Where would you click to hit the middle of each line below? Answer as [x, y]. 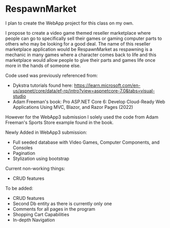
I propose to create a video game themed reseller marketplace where [78, 33]
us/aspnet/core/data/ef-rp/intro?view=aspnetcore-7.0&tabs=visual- [84, 90]
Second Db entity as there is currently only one [62, 203]
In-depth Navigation [34, 220]
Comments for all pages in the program [54, 209]
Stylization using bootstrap [41, 158]
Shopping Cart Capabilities [41, 214]
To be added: [19, 188]
